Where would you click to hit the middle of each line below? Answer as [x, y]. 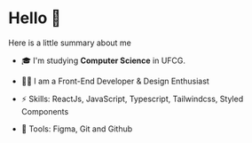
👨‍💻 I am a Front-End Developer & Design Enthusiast [115, 81]
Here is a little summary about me [70, 43]
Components [45, 111]
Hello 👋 [35, 18]
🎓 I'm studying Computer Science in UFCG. [103, 60]
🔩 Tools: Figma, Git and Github [77, 129]
